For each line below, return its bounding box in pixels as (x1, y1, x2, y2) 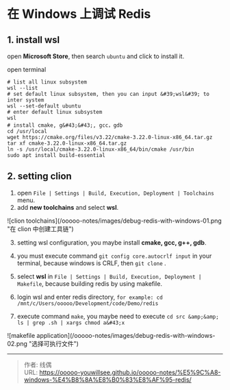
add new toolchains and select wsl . (16, 203, 119, 211)
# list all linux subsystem (7, 79, 88, 86)
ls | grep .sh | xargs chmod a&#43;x (16, 319, 125, 326)
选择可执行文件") (31, 339, 79, 348)
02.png (7, 339, 27, 348)
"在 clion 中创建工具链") (7, 224, 74, 233)
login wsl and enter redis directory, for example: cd (16, 293, 163, 301)
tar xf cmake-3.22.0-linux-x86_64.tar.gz (7, 140, 127, 147)
